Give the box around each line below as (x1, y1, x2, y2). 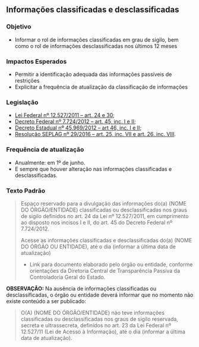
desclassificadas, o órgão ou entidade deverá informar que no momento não (6, 291, 194, 298)
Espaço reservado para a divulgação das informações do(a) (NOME (20, 200, 187, 207)
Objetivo (6, 23, 31, 31)
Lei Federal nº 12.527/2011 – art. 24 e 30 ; (14, 112, 115, 119)
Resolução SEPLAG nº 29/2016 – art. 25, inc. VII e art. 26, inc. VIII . (14, 131, 176, 138)
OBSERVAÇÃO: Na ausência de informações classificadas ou (6, 285, 157, 292)
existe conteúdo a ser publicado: (6, 297, 87, 305)
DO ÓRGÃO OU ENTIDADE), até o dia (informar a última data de (20, 243, 176, 250)
